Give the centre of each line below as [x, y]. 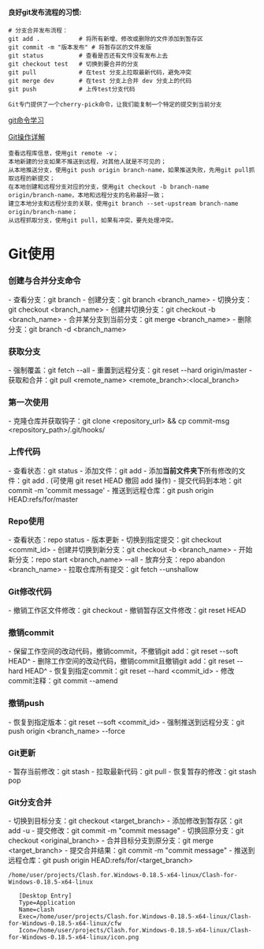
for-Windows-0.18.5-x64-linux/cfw [65, 924]
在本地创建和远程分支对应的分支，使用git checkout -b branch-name [109, 187]
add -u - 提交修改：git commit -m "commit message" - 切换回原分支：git [126, 831]
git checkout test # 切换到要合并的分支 [74, 64]
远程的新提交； [35, 179]
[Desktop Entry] [45, 896]
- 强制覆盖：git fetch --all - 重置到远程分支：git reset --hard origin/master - [130, 370]
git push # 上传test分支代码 [72, 90]
